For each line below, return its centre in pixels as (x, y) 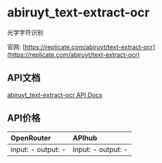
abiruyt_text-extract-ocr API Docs (55, 95)
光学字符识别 (25, 32)
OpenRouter (31, 138)
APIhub (85, 138)
